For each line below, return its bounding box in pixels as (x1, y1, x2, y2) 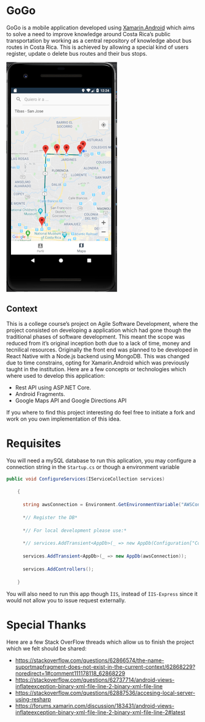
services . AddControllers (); (22, 566, 95, 572)
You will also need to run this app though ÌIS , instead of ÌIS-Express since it (6, 590, 198, 597)
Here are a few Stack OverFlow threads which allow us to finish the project (6, 638, 194, 646)
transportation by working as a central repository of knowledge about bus (6, 37, 192, 44)
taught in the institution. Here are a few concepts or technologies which (6, 365, 186, 373)
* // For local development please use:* (22, 527, 127, 534)
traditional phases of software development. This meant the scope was (6, 333, 185, 340)
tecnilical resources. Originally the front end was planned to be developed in (6, 346, 198, 353)
